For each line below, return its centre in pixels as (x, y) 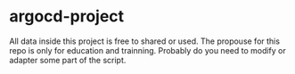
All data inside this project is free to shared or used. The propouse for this (145, 41)
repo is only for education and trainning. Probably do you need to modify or (148, 50)
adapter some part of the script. (68, 60)
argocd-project (67, 16)
